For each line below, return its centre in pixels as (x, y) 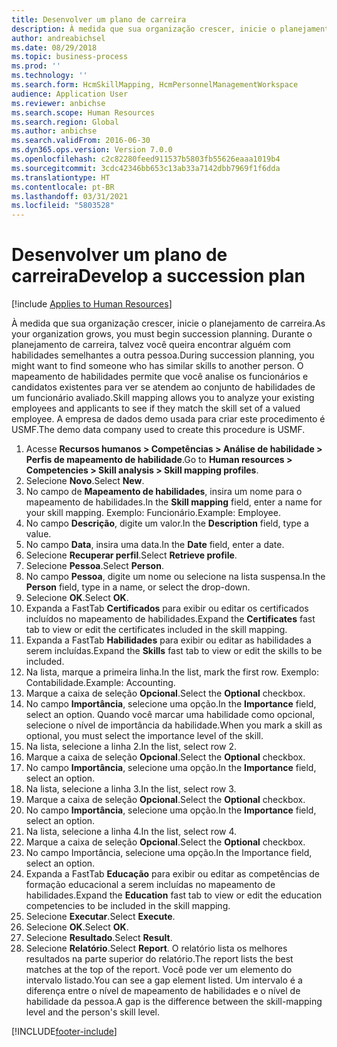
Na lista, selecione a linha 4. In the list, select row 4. (131, 832)
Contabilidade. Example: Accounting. (100, 683)
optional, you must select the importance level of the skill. (144, 736)
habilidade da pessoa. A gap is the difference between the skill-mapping (174, 1002)
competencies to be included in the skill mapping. (128, 906)
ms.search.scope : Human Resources (83, 112)
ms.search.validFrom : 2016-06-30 (81, 141)
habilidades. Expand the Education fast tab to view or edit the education (174, 895)
